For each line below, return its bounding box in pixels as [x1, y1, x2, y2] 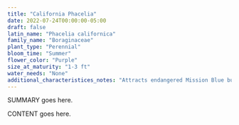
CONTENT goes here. [7, 109, 71, 118]
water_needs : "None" [7, 70, 69, 77]
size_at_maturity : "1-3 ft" [7, 63, 91, 70]
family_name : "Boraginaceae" [7, 37, 94, 44]
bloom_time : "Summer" [7, 50, 72, 58]
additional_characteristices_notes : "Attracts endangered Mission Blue [7, 76, 224, 84]
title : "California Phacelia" [7, 10, 97, 18]
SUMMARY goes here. [7, 96, 73, 104]
